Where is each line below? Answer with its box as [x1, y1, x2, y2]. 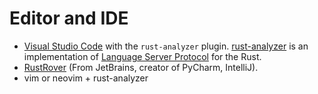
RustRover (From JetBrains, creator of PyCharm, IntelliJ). [23, 61, 259, 73]
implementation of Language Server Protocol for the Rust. [23, 50, 262, 62]
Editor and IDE [9, 7, 129, 30]
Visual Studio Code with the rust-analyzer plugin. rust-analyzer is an [23, 40, 309, 52]
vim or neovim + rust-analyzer [23, 72, 149, 84]
